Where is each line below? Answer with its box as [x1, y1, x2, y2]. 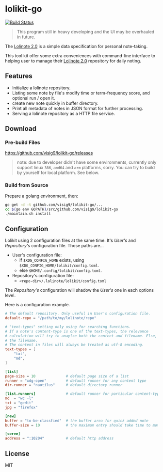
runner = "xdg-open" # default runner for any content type [5, 378, 147, 383]
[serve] [5, 431, 21, 437]
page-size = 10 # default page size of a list [5, 374, 130, 378]
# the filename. [5, 338, 38, 343]
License [5, 449, 30, 457]
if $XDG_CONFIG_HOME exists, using [19, 257, 84, 263]
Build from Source [5, 182, 49, 189]
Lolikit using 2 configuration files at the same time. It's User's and [5, 237, 136, 243]
